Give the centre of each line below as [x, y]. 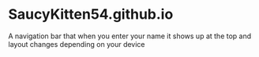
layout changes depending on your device [77, 44]
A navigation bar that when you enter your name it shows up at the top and [130, 36]
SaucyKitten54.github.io [91, 14]
